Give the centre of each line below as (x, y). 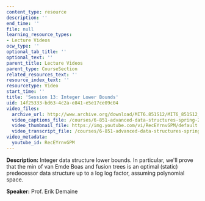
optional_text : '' (30, 57)
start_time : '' (26, 92)
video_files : (23, 108)
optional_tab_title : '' (37, 52)
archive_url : (28, 114)
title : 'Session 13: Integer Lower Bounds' (63, 97)
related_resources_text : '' (42, 75)
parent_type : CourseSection (42, 69)
